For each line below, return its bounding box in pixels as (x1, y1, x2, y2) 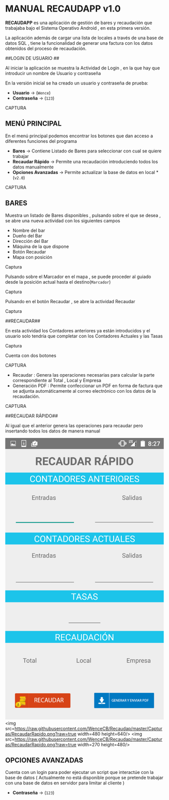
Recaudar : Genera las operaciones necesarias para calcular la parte (12, 372, 155, 378)
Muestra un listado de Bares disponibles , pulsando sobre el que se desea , (5, 212, 161, 218)
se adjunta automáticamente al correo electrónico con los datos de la (12, 388, 156, 394)
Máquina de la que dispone (12, 243, 69, 249)
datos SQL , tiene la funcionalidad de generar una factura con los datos (5, 40, 153, 46)
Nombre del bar (12, 227, 45, 233)
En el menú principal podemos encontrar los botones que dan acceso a (5, 133, 153, 139)
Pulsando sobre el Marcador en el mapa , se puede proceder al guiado (5, 274, 151, 280)
